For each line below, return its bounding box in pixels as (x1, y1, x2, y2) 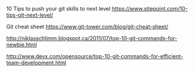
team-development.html (6, 59, 67, 66)
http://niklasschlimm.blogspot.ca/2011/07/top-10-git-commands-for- (6, 35, 178, 41)
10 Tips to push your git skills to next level (6, 5, 111, 12)
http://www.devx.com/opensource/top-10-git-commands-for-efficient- (6, 53, 184, 59)
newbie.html (6, 41, 38, 48)
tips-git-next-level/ (6, 11, 53, 19)
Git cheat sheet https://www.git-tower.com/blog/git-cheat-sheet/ (6, 23, 169, 30)
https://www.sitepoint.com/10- (112, 5, 188, 12)
